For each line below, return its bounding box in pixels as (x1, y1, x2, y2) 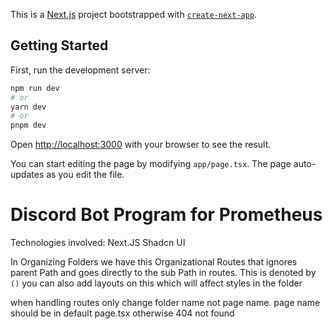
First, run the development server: (10, 64, 151, 76)
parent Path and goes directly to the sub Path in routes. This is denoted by (10, 267, 317, 279)
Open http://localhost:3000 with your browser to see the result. (10, 139, 272, 151)
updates (10, 169, 45, 181)
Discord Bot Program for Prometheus (10, 204, 323, 226)
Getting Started (10, 37, 109, 54)
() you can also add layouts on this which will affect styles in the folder (10, 277, 303, 289)
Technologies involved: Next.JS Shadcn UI (10, 237, 186, 249)
